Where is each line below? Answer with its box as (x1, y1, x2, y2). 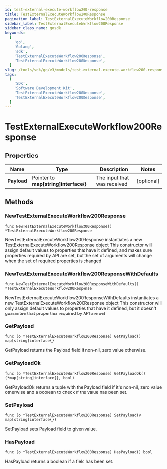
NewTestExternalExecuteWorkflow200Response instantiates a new (5, 236, 143, 242)
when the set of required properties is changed (5, 258, 102, 264)
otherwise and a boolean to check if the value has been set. (5, 389, 128, 395)
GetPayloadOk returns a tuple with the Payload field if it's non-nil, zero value (5, 384, 162, 390)
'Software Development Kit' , (14, 85, 75, 91)
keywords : (5, 30, 26, 35)
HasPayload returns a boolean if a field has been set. (5, 458, 114, 465)
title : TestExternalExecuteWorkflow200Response (5, 12, 106, 17)
